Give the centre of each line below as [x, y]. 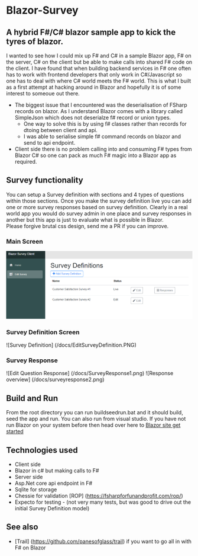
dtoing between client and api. [60, 130]
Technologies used [42, 450]
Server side [29, 477]
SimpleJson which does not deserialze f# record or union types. [93, 117]
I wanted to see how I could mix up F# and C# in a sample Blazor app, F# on [99, 56]
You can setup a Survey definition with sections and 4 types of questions [95, 194]
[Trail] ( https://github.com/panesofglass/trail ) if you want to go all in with [103, 541]
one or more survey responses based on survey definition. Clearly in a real [97, 207]
